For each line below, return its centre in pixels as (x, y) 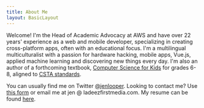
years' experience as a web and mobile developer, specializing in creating (100, 41)
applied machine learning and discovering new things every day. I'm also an (102, 61)
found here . (21, 99)
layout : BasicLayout (33, 18)
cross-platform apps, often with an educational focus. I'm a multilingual (96, 48)
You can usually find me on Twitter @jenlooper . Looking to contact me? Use (102, 85)
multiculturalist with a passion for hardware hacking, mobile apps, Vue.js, (99, 54)
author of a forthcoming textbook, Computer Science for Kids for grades (98, 67)
